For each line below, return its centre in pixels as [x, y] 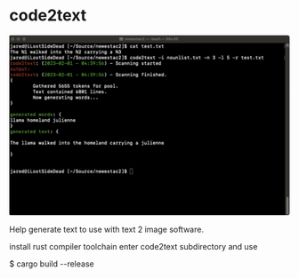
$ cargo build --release [52, 264]
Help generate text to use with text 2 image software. [107, 230]
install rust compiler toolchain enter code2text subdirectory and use [133, 247]
